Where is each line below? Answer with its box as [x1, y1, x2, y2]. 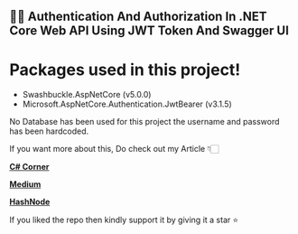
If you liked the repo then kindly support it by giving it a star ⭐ [9, 214, 239, 226]
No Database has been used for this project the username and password [9, 117, 280, 127]
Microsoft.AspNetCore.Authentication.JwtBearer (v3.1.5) [22, 98, 232, 109]
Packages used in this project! [9, 60, 241, 80]
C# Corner [9, 162, 50, 173]
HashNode [9, 196, 51, 208]
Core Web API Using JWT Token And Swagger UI [9, 23, 289, 39]
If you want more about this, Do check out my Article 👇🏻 [9, 144, 219, 154]
